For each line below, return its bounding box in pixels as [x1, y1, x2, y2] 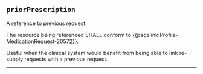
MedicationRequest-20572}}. [6, 38, 79, 45]
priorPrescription [6, 5, 76, 14]
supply [6, 55, 24, 63]
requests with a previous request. [24, 55, 108, 63]
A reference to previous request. [6, 20, 88, 27]
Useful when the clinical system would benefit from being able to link [6, 49, 178, 56]
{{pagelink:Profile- [132, 31, 179, 38]
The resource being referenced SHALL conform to [6, 31, 132, 38]
